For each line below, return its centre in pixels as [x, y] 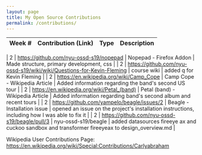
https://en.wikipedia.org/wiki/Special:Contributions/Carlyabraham [88, 146]
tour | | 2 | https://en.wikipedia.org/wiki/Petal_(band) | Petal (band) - [91, 90]
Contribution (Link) [65, 43]
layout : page [23, 12]
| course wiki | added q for [161, 70]
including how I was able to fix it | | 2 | [53, 115]
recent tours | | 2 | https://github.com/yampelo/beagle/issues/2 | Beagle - [98, 102]
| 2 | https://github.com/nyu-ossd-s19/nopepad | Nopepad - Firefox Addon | [100, 58]
